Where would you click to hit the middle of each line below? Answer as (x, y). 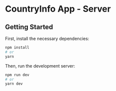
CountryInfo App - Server (58, 9)
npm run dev (17, 75)
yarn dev (14, 84)
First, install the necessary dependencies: (47, 38)
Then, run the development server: (40, 66)
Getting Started (29, 27)
